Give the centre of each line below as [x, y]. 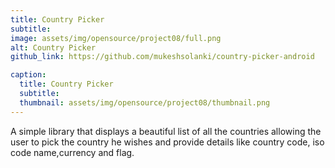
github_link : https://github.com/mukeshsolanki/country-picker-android [162, 57]
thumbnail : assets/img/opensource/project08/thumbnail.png [145, 102]
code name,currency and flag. [72, 152]
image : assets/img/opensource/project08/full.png [116, 38]
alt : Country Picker [53, 47]
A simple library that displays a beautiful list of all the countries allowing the [166, 131]
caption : [28, 75]
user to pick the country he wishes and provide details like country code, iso [167, 142]
